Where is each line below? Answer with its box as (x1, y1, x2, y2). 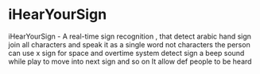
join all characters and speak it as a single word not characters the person (8, 39, 250, 49)
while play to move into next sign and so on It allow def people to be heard (8, 57, 252, 66)
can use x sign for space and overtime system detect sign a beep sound (8, 48, 245, 57)
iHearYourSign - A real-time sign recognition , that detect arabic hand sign (8, 31, 252, 41)
